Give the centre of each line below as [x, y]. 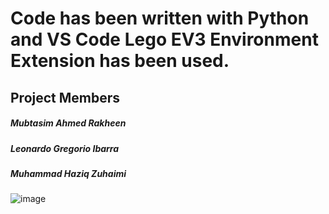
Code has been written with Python [160, 18]
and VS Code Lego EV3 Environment [164, 39]
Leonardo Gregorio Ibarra [65, 148]
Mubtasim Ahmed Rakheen [68, 123]
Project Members [65, 97]
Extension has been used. [120, 61]
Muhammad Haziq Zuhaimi [68, 173]
